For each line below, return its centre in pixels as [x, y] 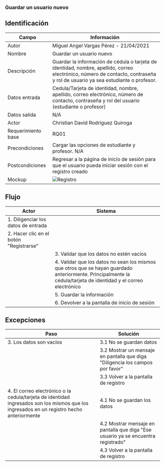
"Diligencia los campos [126, 363]
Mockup [17, 179]
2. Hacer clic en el [28, 233]
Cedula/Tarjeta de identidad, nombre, [95, 88]
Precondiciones [26, 148]
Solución [129, 334]
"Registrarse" [23, 246]
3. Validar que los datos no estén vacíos [101, 254]
